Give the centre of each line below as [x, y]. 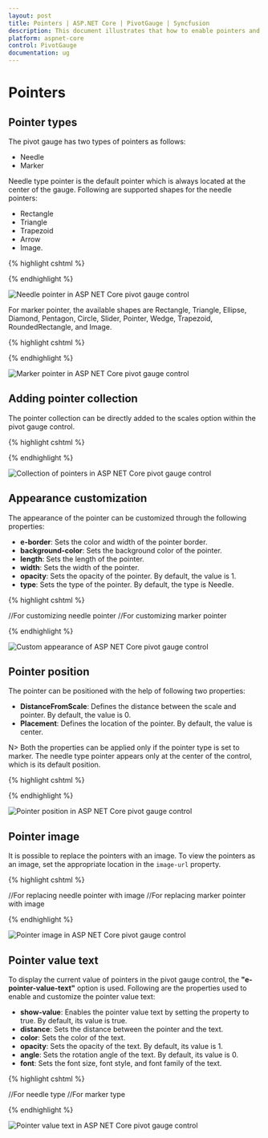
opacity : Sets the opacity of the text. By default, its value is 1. [121, 1047]
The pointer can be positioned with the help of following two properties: [127, 691]
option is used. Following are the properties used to [162, 988]
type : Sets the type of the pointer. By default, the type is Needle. [127, 584]
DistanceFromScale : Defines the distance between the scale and [128, 707]
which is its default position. [55, 765]
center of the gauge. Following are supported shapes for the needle [120, 190]
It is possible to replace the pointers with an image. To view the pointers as [132, 856]
